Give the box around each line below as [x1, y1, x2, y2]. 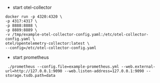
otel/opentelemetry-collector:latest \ [5, 41, 90, 46]
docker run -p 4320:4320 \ [5, 14, 62, 19]
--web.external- [121, 64, 156, 69]
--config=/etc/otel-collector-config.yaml [5, 45, 97, 50]
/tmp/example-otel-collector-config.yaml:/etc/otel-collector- [12, 32, 149, 37]
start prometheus [12, 54, 49, 60]
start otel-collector [12, 5, 52, 10]
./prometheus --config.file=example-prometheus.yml [7, 64, 119, 69]
